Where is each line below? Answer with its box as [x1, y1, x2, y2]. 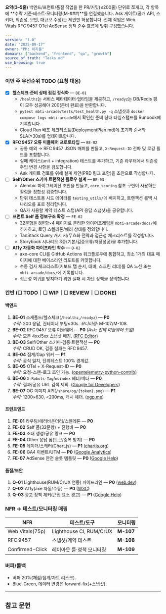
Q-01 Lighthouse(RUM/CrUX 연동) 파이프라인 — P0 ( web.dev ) [12, 479, 137, 485]
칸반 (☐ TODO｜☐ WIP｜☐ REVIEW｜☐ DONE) [5, 289, 117, 296]
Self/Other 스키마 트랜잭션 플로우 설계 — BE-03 [12, 176, 105, 182]
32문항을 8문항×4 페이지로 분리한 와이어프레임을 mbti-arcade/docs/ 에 [19, 220, 157, 226]
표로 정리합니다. [37, 201, 68, 207]
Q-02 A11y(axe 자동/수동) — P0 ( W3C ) [12, 486, 90, 492]
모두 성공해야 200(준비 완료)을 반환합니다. [25, 102, 106, 108]
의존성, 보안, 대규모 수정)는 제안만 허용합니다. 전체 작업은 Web [15, 17, 136, 22]
